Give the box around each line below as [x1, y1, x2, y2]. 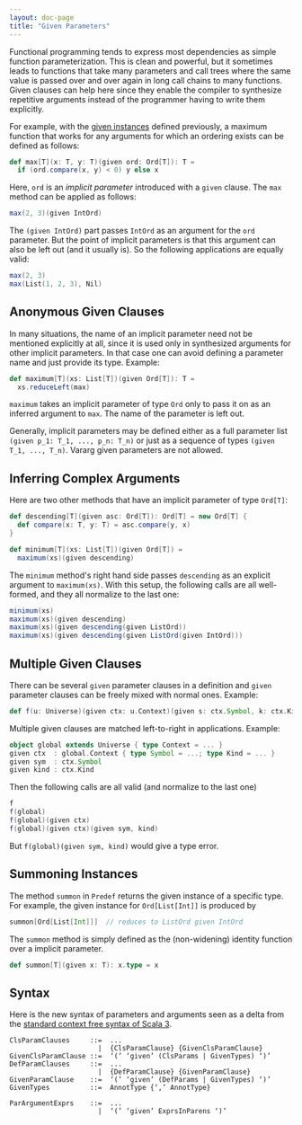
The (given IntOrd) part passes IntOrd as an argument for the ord [9, 226, 255, 236]
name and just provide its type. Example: [9, 357, 160, 368]
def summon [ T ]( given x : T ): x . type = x [9, 961, 159, 970]
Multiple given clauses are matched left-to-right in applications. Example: [9, 722, 280, 733]
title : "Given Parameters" [9, 22, 111, 31]
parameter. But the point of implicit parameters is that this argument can [9, 235, 276, 245]
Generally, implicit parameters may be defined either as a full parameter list [9, 426, 288, 437]
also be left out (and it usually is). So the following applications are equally [9, 244, 284, 255]
